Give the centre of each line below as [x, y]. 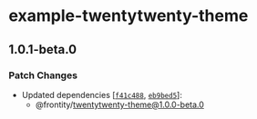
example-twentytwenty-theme [128, 16]
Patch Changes [43, 75]
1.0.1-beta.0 [43, 50]
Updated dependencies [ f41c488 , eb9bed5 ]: [102, 94]
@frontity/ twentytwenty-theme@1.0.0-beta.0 [119, 104]
